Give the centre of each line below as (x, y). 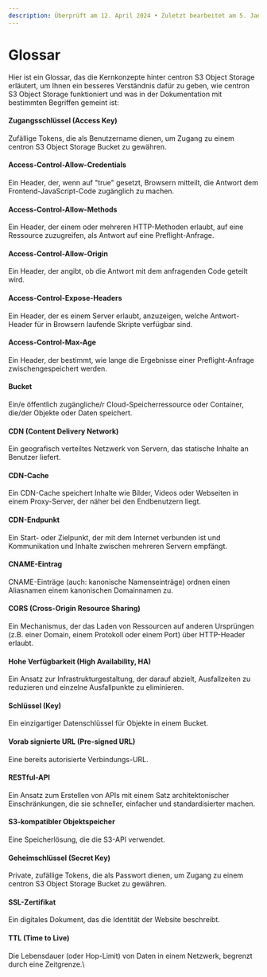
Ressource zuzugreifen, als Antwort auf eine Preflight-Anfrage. (111, 235)
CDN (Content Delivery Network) (64, 431)
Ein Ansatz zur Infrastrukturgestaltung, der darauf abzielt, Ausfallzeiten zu (130, 679)
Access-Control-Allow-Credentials (68, 165)
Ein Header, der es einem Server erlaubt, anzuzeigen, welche (108, 316)
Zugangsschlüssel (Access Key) (63, 121)
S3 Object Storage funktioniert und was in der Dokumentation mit (115, 94)
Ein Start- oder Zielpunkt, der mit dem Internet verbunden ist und (114, 537)
